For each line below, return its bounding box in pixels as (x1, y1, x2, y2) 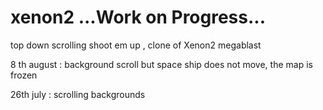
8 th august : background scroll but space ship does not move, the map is (10, 58, 313, 70)
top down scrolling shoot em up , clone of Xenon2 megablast (10, 39, 262, 51)
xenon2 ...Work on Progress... (10, 6, 267, 29)
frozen (10, 69, 38, 81)
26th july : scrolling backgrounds (10, 88, 146, 100)
